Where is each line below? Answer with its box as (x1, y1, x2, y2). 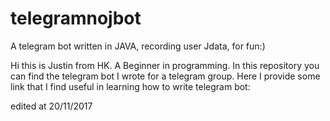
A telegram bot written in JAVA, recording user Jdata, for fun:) (10, 40, 266, 52)
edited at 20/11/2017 (10, 100, 93, 112)
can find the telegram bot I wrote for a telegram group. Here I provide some (10, 70, 321, 82)
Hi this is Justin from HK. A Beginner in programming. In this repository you (10, 59, 320, 71)
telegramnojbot (10, 7, 142, 30)
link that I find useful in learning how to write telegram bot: (10, 80, 251, 92)
